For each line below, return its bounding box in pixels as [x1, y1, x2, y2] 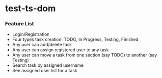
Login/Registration [12, 31, 50, 37]
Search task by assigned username [12, 62, 84, 68]
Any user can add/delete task [12, 42, 72, 48]
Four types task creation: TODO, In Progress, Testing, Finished [12, 37, 138, 42]
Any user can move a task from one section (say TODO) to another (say [12, 52, 157, 58]
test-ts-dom [5, 3, 56, 14]
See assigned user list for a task [12, 68, 78, 74]
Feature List [5, 20, 34, 27]
